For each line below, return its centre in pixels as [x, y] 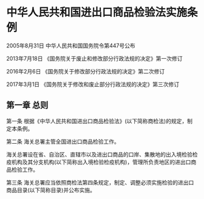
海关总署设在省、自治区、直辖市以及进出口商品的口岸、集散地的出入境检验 [99, 154]
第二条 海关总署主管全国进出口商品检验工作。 [63, 141]
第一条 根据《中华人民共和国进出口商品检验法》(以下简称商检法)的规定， [97, 121]
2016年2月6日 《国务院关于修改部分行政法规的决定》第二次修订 [86, 71]
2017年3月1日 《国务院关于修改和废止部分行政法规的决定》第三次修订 [93, 84]
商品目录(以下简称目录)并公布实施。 [51, 190]
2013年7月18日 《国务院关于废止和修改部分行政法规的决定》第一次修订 [94, 58]
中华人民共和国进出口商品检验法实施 [97, 12]
